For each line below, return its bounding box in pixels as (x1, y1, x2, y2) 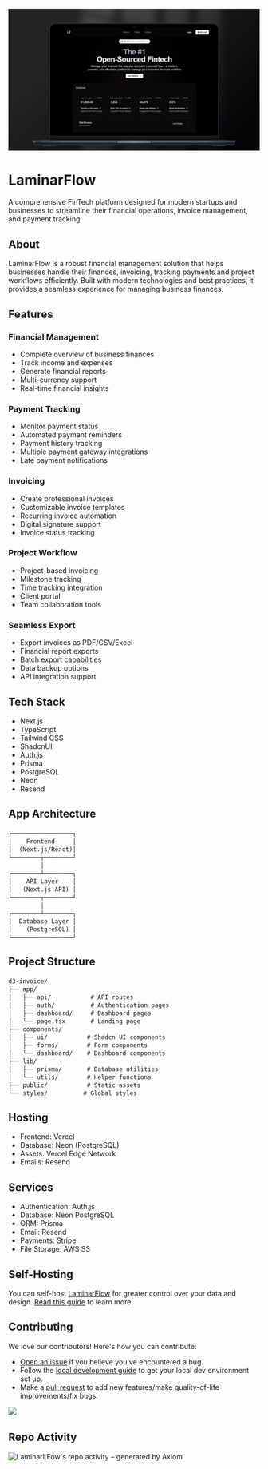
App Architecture (8, 807, 97, 821)
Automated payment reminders (19, 430, 122, 440)
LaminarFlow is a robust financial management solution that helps (8, 259, 224, 269)
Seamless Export (8, 619, 76, 631)
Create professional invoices (19, 493, 114, 504)
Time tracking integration (19, 583, 103, 592)
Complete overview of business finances (19, 349, 155, 359)
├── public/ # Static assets (8, 1081, 141, 1089)
